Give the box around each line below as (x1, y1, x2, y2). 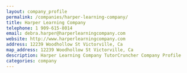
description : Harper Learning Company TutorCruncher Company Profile (6, 52, 182, 58)
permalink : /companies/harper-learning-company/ (6, 14, 128, 20)
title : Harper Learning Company (6, 19, 86, 25)
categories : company (6, 58, 57, 64)
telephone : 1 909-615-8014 (6, 25, 73, 31)
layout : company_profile (6, 8, 67, 15)
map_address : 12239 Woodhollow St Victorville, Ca (6, 47, 134, 53)
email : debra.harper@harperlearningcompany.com (6, 31, 126, 36)
